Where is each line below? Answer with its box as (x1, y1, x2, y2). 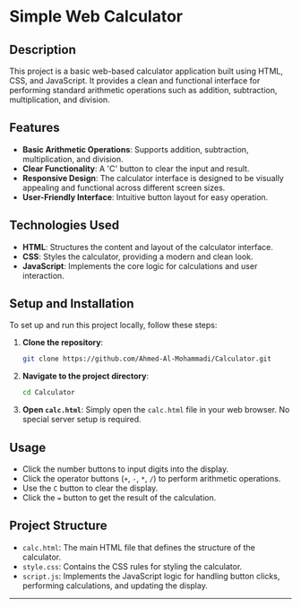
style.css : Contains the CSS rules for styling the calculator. (21, 560, 243, 571)
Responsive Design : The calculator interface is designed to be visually (21, 172, 284, 183)
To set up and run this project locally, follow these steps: (9, 320, 218, 331)
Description (9, 42, 76, 57)
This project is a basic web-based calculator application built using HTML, (9, 65, 284, 76)
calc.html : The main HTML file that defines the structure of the (21, 542, 255, 552)
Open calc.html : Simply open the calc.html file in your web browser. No (21, 404, 290, 415)
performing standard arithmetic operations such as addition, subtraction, (9, 85, 278, 95)
